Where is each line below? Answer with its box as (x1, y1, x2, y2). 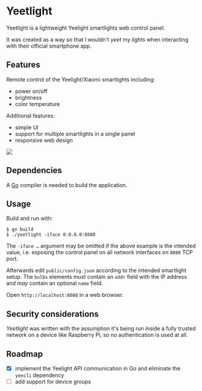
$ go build (6, 226, 34, 233)
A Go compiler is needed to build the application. (6, 181, 128, 188)
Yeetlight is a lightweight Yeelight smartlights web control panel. (6, 24, 165, 31)
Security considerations (6, 309, 99, 319)
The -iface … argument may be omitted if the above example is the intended (6, 243, 196, 250)
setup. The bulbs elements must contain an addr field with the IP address (6, 273, 188, 281)
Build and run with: (6, 215, 53, 222)
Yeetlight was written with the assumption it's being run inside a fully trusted (6, 325, 196, 332)
